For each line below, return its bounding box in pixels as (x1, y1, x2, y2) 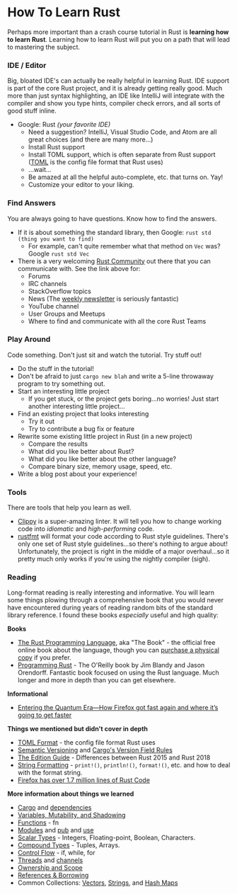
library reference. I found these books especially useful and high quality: (7, 611, 219, 619)
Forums (28, 272, 51, 280)
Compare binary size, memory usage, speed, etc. (28, 462, 173, 471)
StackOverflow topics (28, 287, 92, 295)
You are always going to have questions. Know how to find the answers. (7, 214, 217, 223)
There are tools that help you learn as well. (7, 503, 132, 512)
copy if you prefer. (17, 653, 72, 662)
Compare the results (28, 440, 88, 448)
